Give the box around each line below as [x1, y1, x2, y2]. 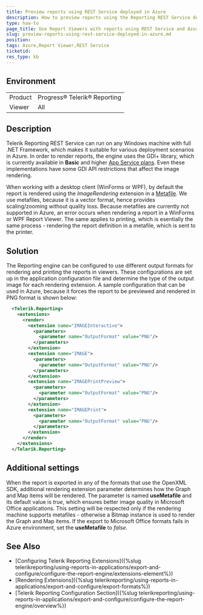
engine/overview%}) [14, 602, 66, 610]
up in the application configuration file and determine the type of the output [6, 275, 195, 282]
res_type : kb [6, 54, 39, 60]
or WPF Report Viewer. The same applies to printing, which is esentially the [6, 216, 193, 223]
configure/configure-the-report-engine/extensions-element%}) [14, 570, 173, 578]
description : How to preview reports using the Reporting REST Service [6, 14, 190, 21]
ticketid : [6, 48, 31, 54]
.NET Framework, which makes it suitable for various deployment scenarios [6, 146, 195, 153]
